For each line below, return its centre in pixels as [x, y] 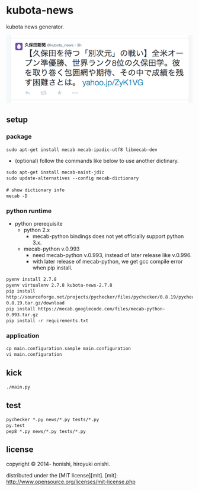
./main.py [18, 387]
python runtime [29, 211]
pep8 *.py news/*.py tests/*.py [46, 431]
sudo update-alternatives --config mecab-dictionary [73, 178]
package [19, 137]
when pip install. [52, 268]
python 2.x [37, 230]
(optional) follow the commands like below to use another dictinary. [97, 161]
